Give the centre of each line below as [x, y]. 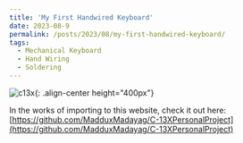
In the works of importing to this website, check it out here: [117, 110]
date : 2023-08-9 [39, 26]
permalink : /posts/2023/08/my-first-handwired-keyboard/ [117, 34]
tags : [19, 42]
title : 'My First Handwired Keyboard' [81, 17]
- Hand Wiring [43, 59]
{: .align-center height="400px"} [94, 93]
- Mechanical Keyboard [59, 51]
